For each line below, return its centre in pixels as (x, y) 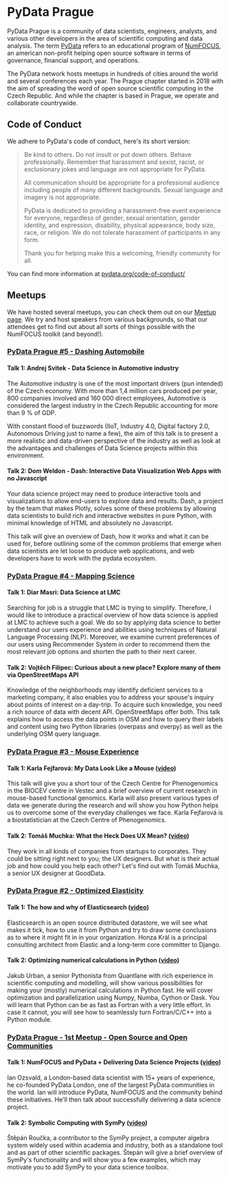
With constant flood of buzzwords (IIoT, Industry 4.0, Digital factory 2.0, (108, 426)
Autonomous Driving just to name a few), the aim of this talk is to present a (113, 433)
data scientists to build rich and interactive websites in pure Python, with (110, 515)
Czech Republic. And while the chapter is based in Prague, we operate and (113, 95)
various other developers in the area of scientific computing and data (105, 38)
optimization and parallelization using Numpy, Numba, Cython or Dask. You (113, 997)
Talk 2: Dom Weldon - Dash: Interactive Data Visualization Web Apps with (114, 471)
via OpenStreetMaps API (43, 675)
